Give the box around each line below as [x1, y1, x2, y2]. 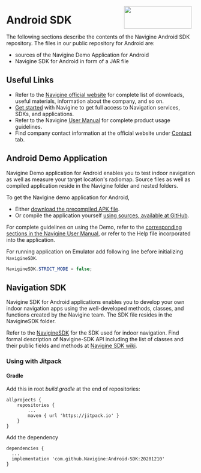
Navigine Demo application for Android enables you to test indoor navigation [6, 169, 195, 176]
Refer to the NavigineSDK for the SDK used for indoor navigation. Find [6, 329, 179, 336]
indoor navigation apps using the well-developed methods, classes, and [6, 305, 184, 312]
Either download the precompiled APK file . [14, 205, 120, 212]
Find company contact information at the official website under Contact [14, 129, 192, 137]
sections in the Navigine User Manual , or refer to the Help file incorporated [6, 230, 191, 237]
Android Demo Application [6, 153, 108, 164]
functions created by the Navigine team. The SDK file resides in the [6, 311, 173, 318]
